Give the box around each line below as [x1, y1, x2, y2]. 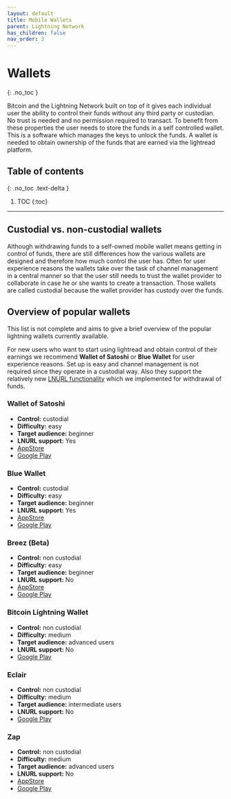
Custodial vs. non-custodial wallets [7, 224, 162, 235]
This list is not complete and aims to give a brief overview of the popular [7, 324, 212, 333]
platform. [7, 146, 33, 154]
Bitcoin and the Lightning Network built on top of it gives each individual [7, 101, 212, 110]
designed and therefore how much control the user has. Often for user [7, 257, 206, 265]
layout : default [7, 10, 54, 17]
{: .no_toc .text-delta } [7, 184, 69, 192]
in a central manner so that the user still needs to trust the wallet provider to [7, 271, 222, 279]
